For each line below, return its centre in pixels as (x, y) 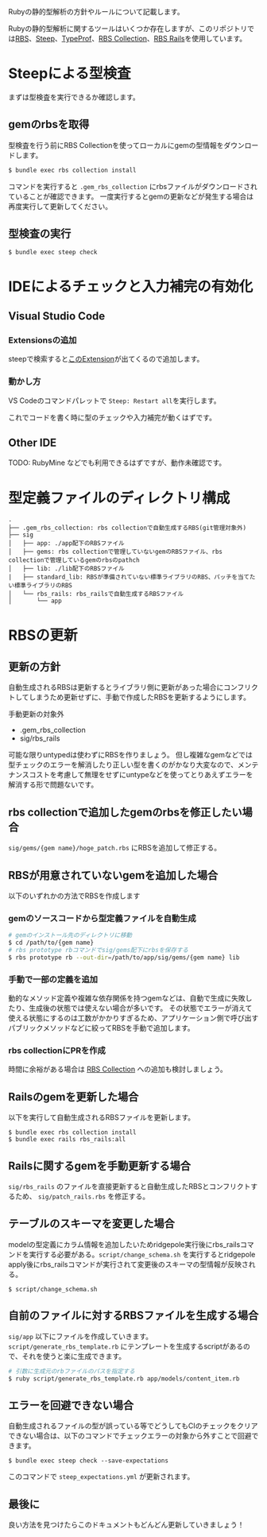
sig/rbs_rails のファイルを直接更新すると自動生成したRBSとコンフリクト (130, 1186)
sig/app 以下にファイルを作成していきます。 (81, 1336)
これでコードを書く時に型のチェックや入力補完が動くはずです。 (112, 417)
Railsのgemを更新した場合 (74, 1096)
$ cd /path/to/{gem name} (51, 943)
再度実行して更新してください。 (60, 206)
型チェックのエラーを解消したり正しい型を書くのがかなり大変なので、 (123, 765)
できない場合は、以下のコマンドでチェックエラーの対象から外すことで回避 (130, 1436)
